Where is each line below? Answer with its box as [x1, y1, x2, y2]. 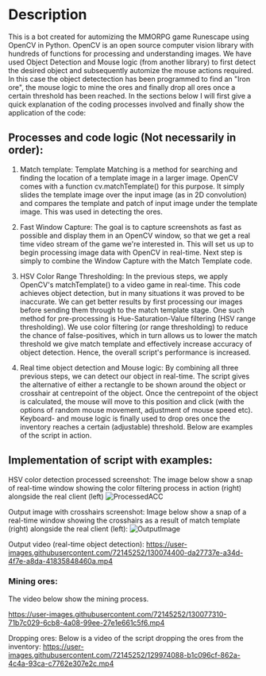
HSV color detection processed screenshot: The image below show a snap [8, 475, 253, 484]
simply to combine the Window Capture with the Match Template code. [19, 256, 253, 266]
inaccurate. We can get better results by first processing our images [19, 297, 243, 306]
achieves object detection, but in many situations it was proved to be [19, 288, 245, 297]
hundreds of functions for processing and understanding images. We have [8, 49, 252, 58]
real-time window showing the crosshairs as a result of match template [8, 515, 241, 525]
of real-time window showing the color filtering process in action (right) [8, 483, 242, 492]
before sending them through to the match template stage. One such [19, 305, 245, 315]
